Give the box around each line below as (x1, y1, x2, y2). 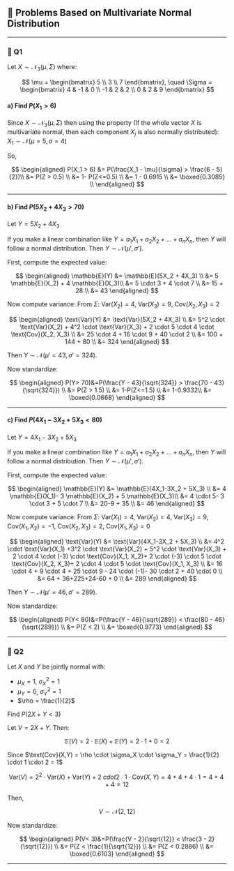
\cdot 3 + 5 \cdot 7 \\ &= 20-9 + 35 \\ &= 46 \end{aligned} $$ (29, 500, 205, 508)
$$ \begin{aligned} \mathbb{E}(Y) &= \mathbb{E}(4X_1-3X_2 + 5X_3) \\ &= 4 (8, 484, 226, 493)
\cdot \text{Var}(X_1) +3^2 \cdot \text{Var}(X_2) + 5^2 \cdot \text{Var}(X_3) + (7, 544, 227, 553)
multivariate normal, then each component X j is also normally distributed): (7, 127, 219, 137)
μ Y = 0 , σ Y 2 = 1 (17, 686, 61, 698)
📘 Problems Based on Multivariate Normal (7, 7, 192, 19)
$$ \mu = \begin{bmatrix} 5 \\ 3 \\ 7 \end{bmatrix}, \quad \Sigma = (22, 77, 212, 86)
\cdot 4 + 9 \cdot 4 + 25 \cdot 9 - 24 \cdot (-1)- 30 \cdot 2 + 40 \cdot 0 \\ (11, 567, 223, 575)
